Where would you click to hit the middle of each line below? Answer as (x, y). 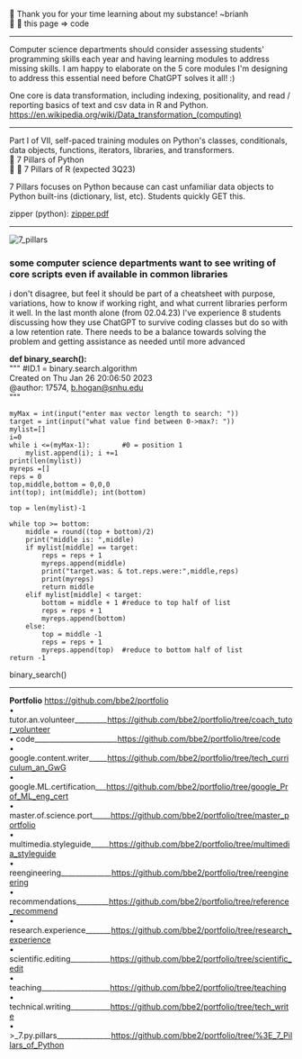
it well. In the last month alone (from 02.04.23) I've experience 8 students (145, 313)
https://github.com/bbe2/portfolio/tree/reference (199, 901)
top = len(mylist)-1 (48, 509)
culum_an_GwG (38, 768)
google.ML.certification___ (58, 787)
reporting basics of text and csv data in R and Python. (109, 105)
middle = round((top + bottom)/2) (90, 532)
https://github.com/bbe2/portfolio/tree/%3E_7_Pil (202, 1036)
